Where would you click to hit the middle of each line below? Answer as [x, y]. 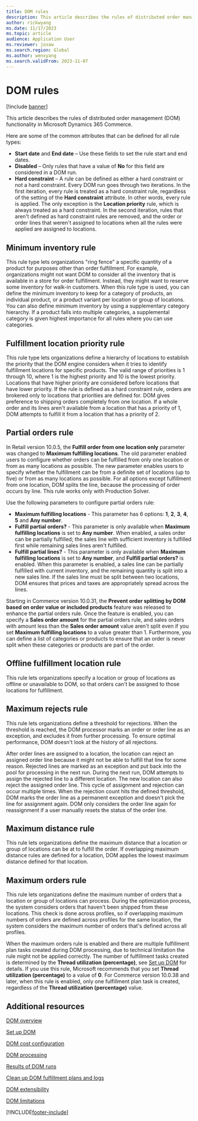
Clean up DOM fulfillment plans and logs [55, 1078]
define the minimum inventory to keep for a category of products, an [89, 293]
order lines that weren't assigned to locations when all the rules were [98, 223]
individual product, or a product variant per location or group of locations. [95, 300]
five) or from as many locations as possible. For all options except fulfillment [99, 478]
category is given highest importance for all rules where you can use [89, 319]
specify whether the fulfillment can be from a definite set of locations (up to [98, 472]
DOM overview [24, 1020]
